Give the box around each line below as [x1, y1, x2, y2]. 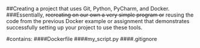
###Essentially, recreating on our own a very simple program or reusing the [6, 11, 194, 18]
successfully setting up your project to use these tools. [6, 24, 143, 31]
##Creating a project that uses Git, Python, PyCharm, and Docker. [6, 5, 170, 12]
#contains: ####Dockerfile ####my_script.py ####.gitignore [6, 36, 158, 42]
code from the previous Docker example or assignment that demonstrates [6, 18, 190, 24]
